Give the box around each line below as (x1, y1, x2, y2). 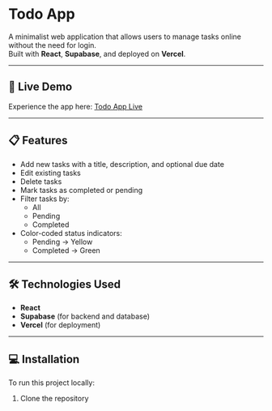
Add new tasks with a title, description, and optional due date (19, 159, 225, 169)
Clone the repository (19, 394, 89, 404)
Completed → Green (32, 245, 101, 255)
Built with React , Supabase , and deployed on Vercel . (8, 49, 186, 58)
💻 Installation (8, 352, 80, 366)
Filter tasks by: (19, 194, 70, 203)
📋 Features (8, 134, 68, 148)
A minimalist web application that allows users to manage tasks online (8, 32, 241, 41)
